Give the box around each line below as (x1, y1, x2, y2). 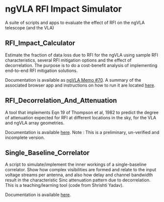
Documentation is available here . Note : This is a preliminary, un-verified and (5, 129, 160, 135)
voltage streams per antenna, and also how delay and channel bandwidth (5, 172, 153, 178)
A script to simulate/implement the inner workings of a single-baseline (5, 161, 147, 167)
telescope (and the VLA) (5, 24, 54, 30)
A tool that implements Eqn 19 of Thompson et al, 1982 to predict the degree (5, 109, 159, 115)
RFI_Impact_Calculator (5, 39, 75, 47)
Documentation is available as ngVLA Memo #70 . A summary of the (5, 77, 141, 83)
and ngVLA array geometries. (5, 120, 65, 126)
